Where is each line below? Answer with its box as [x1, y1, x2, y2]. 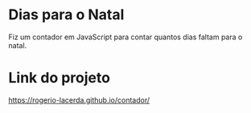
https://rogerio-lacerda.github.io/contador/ [8, 95, 150, 105]
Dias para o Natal [8, 6, 125, 24]
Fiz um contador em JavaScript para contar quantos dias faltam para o [8, 32, 243, 42]
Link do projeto [8, 69, 111, 87]
